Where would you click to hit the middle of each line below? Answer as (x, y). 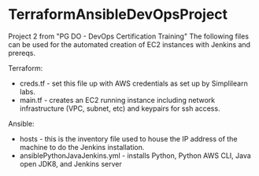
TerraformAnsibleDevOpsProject (118, 15)
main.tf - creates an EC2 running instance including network (117, 100)
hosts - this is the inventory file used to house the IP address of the (128, 138)
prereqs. (22, 53)
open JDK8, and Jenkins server (70, 163)
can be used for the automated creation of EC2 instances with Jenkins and (129, 44)
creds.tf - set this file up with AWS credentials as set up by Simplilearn (133, 83)
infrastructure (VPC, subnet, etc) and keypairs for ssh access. (120, 108)
